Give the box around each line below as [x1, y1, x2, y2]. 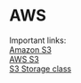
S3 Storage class [9, 63, 72, 74]
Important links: [9, 35, 67, 46]
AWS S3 [9, 54, 40, 64]
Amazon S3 [9, 44, 52, 54]
